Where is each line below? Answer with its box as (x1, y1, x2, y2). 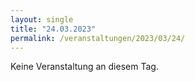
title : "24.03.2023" (10, 24, 97, 34)
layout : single (10, 14, 74, 25)
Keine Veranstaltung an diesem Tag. (10, 61, 159, 73)
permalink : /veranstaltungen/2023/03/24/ (10, 33, 186, 43)
